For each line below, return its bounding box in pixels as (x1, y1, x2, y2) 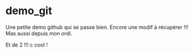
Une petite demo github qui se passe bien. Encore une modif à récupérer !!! (5, 24, 189, 31)
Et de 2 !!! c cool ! (5, 41, 48, 48)
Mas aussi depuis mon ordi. (5, 29, 73, 37)
